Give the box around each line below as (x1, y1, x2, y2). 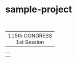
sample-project (5, 4, 72, 15)
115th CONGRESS (8, 32, 53, 39)
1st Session (16, 38, 44, 46)
